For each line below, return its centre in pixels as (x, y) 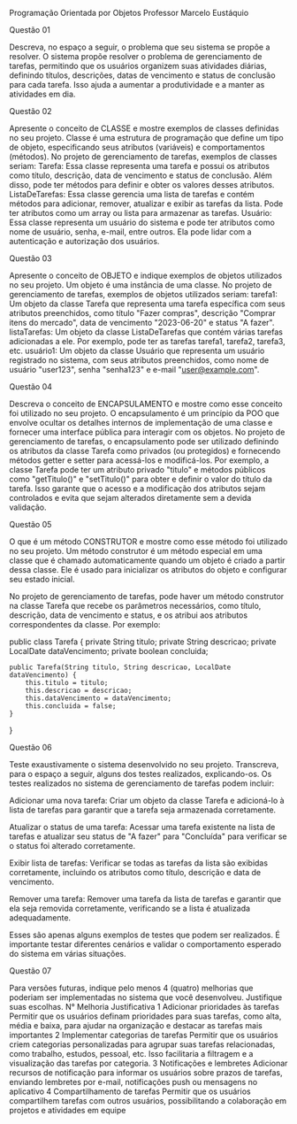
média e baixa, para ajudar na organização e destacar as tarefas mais (136, 1025)
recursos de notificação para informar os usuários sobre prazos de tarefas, (146, 1073)
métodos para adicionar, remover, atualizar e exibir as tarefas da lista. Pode (146, 204)
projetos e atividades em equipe (68, 1110)
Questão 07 (30, 971)
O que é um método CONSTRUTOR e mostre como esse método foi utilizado (148, 542)
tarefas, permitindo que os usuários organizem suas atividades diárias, (138, 66)
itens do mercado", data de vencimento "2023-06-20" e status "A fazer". (142, 323)
